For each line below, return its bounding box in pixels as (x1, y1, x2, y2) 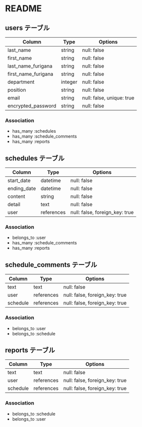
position (7, 87, 26, 93)
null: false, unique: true (82, 95, 135, 101)
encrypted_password (7, 102, 56, 109)
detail (7, 201, 21, 208)
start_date (7, 177, 31, 184)
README (5, 3, 42, 14)
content (7, 193, 25, 200)
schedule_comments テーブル (5, 261, 97, 269)
